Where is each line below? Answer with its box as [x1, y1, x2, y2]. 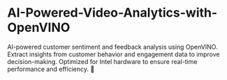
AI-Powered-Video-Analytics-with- [7, 5, 218, 21]
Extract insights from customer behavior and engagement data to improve [7, 50, 220, 58]
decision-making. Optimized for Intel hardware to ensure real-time [7, 57, 198, 65]
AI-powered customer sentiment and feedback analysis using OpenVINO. [7, 42, 218, 51]
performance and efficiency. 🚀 [7, 65, 95, 73]
